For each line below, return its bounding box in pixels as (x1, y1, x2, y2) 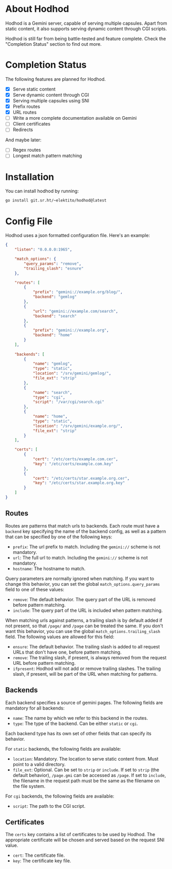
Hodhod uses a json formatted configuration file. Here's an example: (5, 232, 150, 239)
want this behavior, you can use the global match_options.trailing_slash (5, 628, 161, 634)
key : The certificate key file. (12, 858, 71, 864)
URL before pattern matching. (12, 660, 76, 666)
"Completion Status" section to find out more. (5, 41, 102, 47)
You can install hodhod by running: (5, 188, 79, 194)
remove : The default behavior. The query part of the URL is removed (12, 596, 156, 602)
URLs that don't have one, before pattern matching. (12, 649, 122, 655)
